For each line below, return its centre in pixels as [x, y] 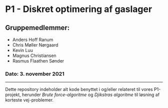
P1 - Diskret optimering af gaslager [79, 9]
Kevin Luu [23, 50]
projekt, [13, 95]
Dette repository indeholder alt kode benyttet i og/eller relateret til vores [79, 89]
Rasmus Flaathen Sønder [38, 61]
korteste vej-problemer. [29, 100]
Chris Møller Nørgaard [35, 45]
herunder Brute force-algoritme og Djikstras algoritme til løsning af [91, 95]
